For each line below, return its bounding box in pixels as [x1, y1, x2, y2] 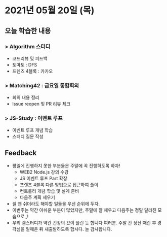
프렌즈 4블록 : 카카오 [12, 68, 53, 74]
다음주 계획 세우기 [19, 194, 55, 200]
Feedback [5, 148, 37, 157]
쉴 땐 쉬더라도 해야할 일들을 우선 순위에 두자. [12, 201, 100, 207]
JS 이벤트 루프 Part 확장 [19, 176, 68, 182]
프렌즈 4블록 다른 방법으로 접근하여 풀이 [19, 182, 99, 188]
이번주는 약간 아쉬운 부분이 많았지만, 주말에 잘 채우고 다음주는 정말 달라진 [12, 207, 157, 213]
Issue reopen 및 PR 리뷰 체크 [12, 101, 71, 107]
